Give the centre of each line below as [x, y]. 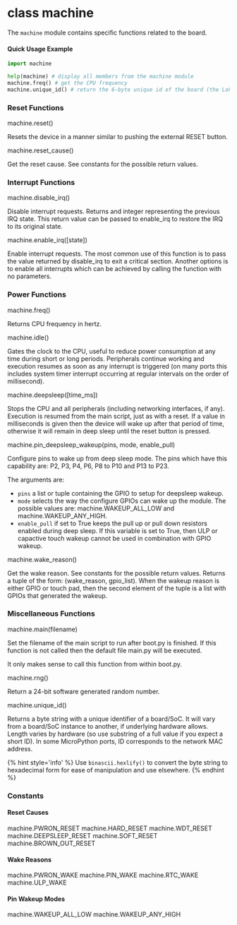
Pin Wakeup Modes [36, 899]
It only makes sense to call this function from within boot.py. [95, 664]
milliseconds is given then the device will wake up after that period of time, [116, 423]
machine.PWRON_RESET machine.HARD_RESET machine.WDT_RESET [110, 828]
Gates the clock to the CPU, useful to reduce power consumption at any [112, 351]
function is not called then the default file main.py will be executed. [105, 650]
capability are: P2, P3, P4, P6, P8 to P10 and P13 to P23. [88, 466]
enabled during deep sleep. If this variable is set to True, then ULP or [117, 530]
